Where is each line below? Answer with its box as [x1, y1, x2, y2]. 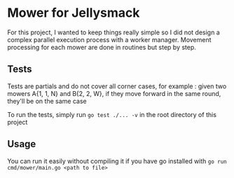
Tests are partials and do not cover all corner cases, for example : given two [7, 82, 227, 90]
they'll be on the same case [7, 97, 87, 105]
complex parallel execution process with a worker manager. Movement [7, 35, 212, 43]
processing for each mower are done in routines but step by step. [7, 43, 196, 51]
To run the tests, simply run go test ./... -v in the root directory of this [7, 110, 217, 118]
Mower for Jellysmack [7, 5, 140, 21]
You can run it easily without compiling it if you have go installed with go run [7, 156, 227, 165]
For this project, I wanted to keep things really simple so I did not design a [7, 28, 221, 36]
